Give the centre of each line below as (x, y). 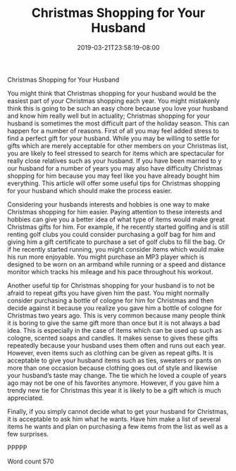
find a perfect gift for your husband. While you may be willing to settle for (113, 138)
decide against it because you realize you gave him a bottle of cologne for (115, 307)
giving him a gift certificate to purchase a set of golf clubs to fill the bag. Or (116, 242)
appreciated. (26, 398)
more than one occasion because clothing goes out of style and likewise (112, 367)
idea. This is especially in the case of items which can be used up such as (114, 330)
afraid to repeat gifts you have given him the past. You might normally (108, 293)
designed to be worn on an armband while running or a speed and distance (117, 264)
